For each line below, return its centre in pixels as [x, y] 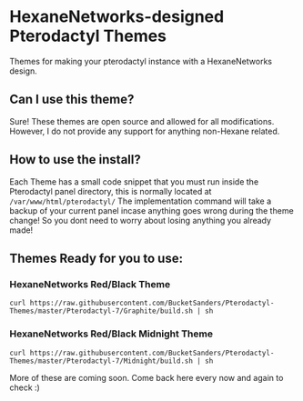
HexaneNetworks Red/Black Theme [90, 284]
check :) [25, 387]
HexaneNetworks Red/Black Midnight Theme [111, 334]
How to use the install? [75, 160]
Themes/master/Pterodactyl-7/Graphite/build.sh [101, 311]
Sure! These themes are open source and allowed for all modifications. [142, 121]
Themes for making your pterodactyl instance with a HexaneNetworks [141, 61]
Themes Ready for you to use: [96, 258]
